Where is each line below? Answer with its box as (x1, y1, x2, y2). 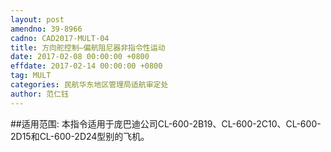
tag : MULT (10, 71, 52, 81)
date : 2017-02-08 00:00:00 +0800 (10, 52, 150, 62)
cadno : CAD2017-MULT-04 (10, 33, 110, 43)
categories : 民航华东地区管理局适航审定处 (10, 80, 169, 90)
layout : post (10, 14, 65, 25)
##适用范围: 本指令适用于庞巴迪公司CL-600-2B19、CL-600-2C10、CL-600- (10, 117, 322, 130)
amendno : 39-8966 (10, 24, 83, 34)
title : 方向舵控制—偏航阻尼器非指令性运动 (10, 42, 166, 53)
